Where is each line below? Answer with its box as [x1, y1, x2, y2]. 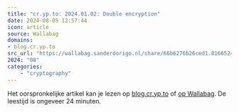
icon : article [7, 23, 50, 30]
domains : [7, 37, 33, 44]
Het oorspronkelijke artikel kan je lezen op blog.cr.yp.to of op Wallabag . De [7, 89, 226, 98]
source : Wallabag [7, 30, 59, 38]
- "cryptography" [20, 69, 72, 77]
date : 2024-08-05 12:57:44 [7, 17, 87, 24]
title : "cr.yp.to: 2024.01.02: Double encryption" [7, 10, 161, 18]
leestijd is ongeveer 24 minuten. [7, 96, 102, 105]
